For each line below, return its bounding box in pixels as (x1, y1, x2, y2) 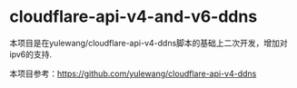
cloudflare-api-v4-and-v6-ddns (9, 6, 258, 27)
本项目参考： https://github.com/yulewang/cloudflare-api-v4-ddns (9, 68, 257, 79)
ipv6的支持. (9, 48, 53, 60)
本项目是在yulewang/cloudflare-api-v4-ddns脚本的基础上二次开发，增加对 (9, 37, 288, 48)
